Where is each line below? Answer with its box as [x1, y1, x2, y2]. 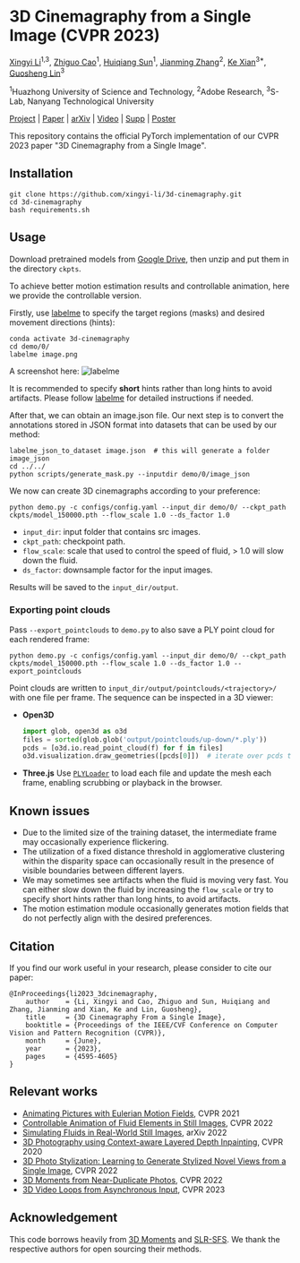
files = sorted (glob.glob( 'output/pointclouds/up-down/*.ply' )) [21, 735, 268, 744]
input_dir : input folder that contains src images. [21, 526, 201, 537]
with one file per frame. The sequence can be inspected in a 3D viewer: [9, 692, 274, 702]
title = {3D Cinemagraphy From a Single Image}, [25, 1012, 227, 1022]
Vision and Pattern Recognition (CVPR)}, [9, 1028, 167, 1037]
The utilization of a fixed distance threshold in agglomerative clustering [21, 846, 285, 857]
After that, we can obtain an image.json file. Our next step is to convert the [9, 409, 284, 420]
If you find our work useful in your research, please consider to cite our [9, 962, 272, 973]
